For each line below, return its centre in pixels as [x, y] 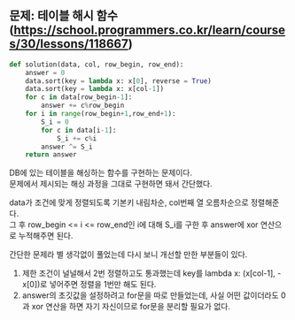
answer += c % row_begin [83, 106]
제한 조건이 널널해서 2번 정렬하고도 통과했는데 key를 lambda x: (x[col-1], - [151, 273]
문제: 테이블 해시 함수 [63, 16]
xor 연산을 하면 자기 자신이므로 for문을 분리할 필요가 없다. [131, 307]
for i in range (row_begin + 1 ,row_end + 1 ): [101, 114]
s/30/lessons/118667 [69, 44]
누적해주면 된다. [46, 236]
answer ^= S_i [67, 147]
